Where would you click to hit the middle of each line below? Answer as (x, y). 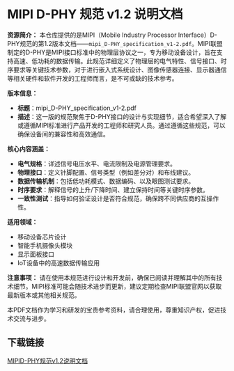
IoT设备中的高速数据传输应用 (58, 262)
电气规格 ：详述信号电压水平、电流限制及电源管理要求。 (96, 164)
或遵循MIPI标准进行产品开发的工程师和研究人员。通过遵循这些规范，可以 (121, 125)
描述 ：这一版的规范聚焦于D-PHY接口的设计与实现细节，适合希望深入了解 (122, 116)
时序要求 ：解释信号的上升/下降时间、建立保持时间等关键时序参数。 (113, 189)
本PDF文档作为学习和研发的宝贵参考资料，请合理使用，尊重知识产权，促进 (114, 310)
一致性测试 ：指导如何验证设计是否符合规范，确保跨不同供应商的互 (112, 198)
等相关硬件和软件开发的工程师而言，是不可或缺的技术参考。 (93, 78)
